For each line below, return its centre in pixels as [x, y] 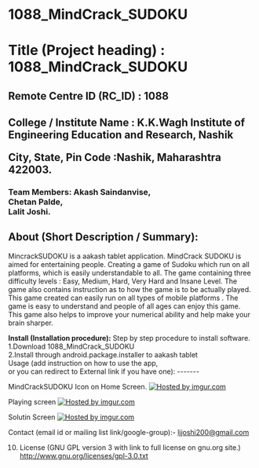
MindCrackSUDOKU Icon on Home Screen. [78, 386]
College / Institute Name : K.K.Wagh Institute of [127, 123]
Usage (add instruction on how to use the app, [83, 363]
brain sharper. [31, 323]
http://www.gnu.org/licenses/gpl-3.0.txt [84, 455]
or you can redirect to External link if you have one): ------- [104, 371]
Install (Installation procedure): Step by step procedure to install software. [129, 338]
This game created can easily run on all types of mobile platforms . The [123, 298]
